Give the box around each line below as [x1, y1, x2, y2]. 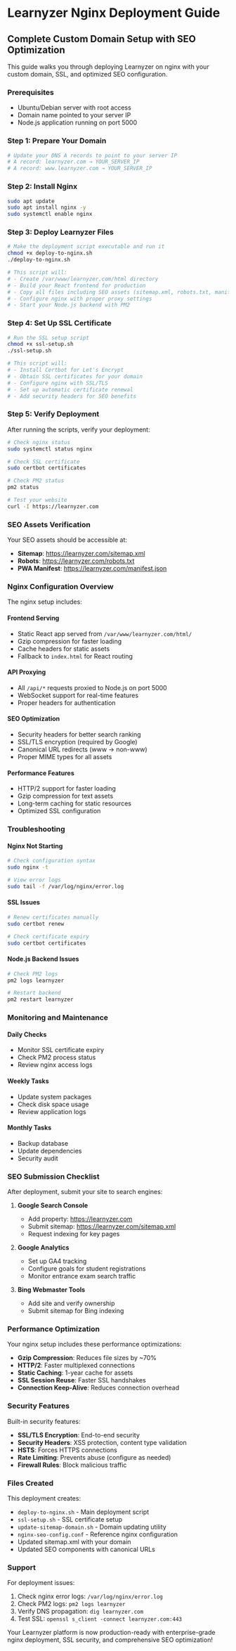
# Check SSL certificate [7, 458, 80, 465]
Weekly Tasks [7, 1077, 49, 1085]
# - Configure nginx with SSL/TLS [7, 380, 109, 387]
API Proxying [7, 668, 46, 676]
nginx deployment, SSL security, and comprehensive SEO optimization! [7, 1636, 213, 1644]
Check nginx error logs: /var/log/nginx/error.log [17, 1592, 164, 1600]
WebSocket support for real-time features [17, 691, 139, 699]
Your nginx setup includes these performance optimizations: [7, 1340, 182, 1349]
